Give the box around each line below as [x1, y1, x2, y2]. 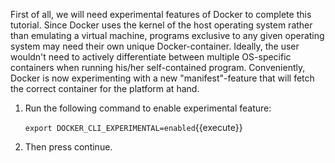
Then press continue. [24, 141, 113, 153]
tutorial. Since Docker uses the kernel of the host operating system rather [10, 19, 313, 31]
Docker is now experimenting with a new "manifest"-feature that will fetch [10, 72, 315, 84]
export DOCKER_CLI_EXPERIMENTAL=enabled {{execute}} [24, 122, 243, 133]
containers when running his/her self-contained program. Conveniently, [10, 62, 306, 73]
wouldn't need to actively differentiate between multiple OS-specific [10, 51, 292, 63]
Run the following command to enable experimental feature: [24, 102, 272, 114]
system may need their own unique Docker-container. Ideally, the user [10, 40, 300, 52]
